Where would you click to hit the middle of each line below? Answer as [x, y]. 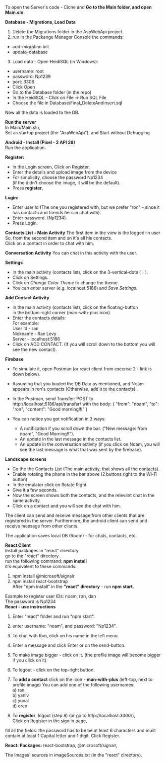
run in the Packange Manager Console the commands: [68, 37]
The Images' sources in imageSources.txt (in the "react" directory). [74, 755]
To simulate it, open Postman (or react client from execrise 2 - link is [82, 369]
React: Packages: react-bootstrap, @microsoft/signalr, [61, 745]
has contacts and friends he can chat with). [57, 212]
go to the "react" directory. [33, 556]
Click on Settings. [30, 277]
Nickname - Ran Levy [34, 334]
